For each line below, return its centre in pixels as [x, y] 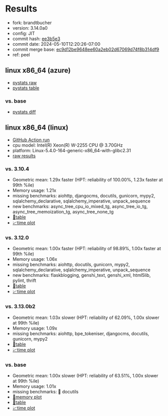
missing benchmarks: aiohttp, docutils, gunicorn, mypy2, [71, 265]
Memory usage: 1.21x [34, 190]
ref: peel [21, 55]
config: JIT [24, 33]
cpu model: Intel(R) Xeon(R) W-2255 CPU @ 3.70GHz [67, 145]
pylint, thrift [24, 281]
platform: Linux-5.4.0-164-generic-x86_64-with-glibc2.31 [72, 150]
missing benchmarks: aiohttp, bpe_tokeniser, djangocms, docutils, [81, 333]
